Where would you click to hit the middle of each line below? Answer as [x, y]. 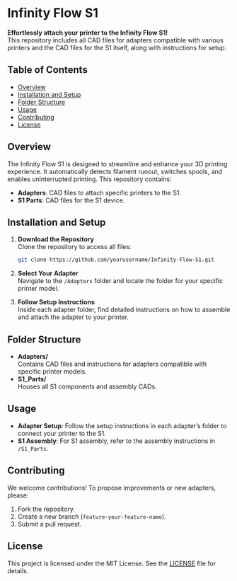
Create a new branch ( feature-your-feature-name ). [92, 516]
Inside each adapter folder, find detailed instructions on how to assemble [124, 310]
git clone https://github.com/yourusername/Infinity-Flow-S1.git [116, 260]
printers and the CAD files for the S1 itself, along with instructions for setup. [117, 47]
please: [18, 495]
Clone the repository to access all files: [74, 247]
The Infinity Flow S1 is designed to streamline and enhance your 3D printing [117, 163]
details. [18, 570]
